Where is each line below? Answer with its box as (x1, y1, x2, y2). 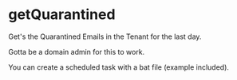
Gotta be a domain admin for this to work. (8, 47, 145, 56)
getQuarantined (8, 6, 116, 24)
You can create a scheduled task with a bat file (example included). (8, 62, 230, 72)
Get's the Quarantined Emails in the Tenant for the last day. (8, 32, 202, 41)
